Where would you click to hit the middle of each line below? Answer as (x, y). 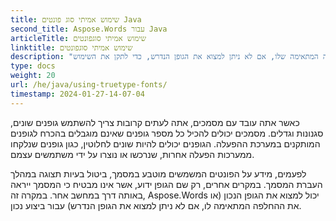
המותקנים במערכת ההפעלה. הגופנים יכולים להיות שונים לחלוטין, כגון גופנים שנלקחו (165, 143)
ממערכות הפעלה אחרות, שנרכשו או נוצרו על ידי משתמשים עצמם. (132, 154)
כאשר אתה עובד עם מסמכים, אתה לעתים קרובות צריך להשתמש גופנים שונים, (155, 122)
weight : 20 (33, 76)
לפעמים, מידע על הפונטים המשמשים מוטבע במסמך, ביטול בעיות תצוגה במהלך (158, 173)
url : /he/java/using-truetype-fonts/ (89, 85)
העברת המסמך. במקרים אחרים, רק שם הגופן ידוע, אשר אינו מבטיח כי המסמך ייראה (166, 184)
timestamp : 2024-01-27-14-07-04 (77, 94)
